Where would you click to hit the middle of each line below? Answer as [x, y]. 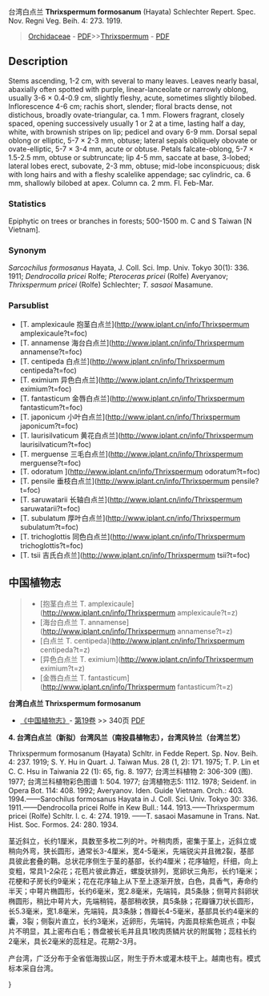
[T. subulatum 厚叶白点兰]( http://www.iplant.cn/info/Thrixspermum [130, 518]
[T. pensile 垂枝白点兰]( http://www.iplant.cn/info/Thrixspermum [124, 481]
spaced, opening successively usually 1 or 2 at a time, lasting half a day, [127, 123]
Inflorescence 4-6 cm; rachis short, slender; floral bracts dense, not [120, 106]
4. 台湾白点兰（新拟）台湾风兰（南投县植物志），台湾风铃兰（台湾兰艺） [126, 737]
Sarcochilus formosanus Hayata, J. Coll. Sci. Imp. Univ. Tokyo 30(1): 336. [129, 268]
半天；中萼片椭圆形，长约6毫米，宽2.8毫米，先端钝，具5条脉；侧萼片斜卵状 [133, 891]
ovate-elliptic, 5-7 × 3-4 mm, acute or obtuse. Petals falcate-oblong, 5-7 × [131, 149]
